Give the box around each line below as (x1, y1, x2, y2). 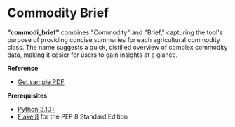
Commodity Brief (7, 5, 109, 21)
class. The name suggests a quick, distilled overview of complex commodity (7, 43, 228, 51)
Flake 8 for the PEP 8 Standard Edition (17, 112, 128, 121)
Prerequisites (7, 91, 48, 100)
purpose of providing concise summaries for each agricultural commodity (7, 35, 221, 44)
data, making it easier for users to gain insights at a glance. (7, 51, 178, 59)
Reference (7, 64, 39, 72)
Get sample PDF (17, 77, 65, 86)
